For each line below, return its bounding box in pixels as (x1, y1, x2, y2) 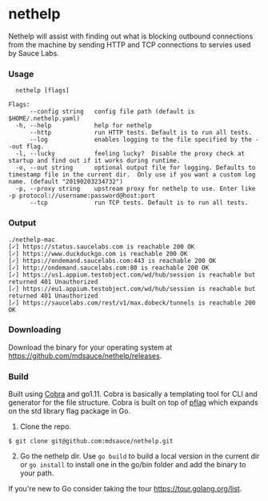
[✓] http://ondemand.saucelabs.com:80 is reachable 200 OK (8, 264, 210, 272)
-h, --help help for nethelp (15, 122, 152, 130)
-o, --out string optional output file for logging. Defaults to (15, 164, 256, 172)
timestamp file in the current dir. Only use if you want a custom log (8, 171, 256, 179)
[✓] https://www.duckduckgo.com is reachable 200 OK (8, 249, 188, 257)
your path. (19, 468, 54, 478)
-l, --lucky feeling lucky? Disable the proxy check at (15, 150, 246, 158)
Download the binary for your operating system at (8, 342, 173, 352)
